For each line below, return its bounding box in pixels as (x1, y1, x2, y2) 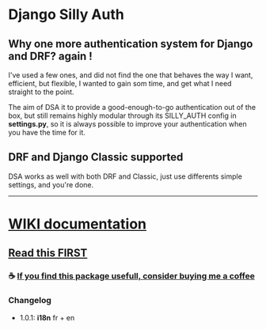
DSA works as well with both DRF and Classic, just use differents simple (8, 172, 243, 181)
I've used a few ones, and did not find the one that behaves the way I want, (8, 70, 253, 80)
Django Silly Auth (8, 6, 124, 24)
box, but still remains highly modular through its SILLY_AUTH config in (8, 111, 237, 120)
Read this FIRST (8, 247, 88, 260)
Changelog (8, 295, 51, 306)
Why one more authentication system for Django (8, 37, 253, 51)
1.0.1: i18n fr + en (19, 312, 75, 322)
